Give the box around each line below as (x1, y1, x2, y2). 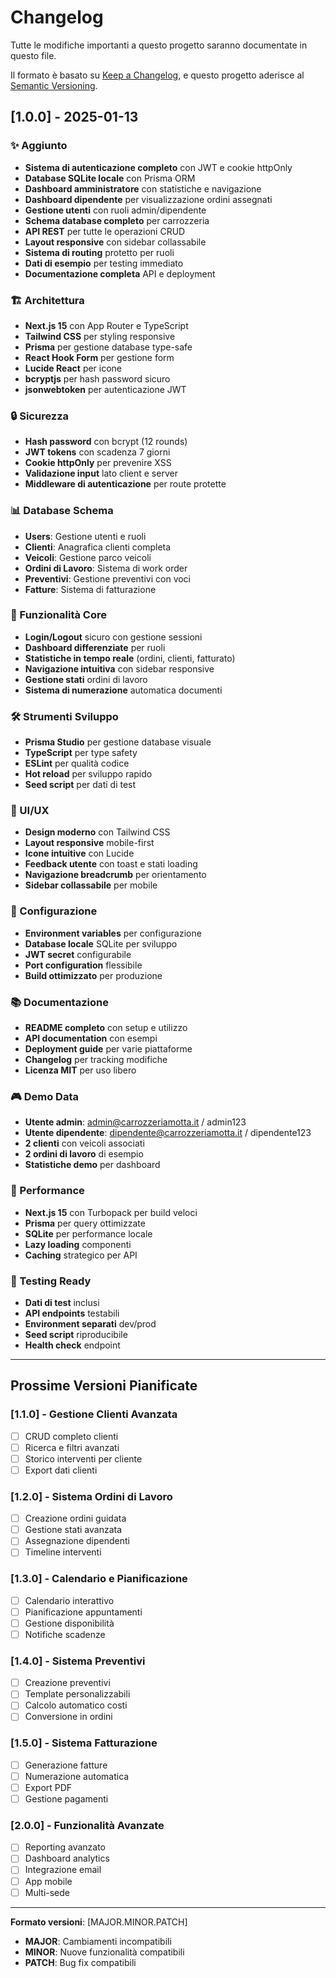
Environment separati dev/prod (24, 1317, 157, 1330)
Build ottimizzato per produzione (24, 969, 163, 981)
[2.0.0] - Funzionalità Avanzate (10, 1818, 165, 1832)
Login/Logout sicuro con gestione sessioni (24, 631, 203, 643)
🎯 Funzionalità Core (10, 608, 107, 622)
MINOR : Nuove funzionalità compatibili (24, 1946, 185, 1958)
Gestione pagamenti (24, 1792, 109, 1805)
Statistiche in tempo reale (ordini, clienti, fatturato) (24, 652, 236, 664)
